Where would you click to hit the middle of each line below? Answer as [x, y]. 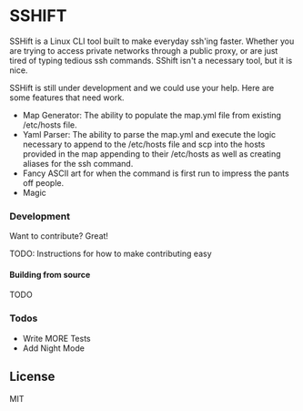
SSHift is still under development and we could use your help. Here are [142, 87]
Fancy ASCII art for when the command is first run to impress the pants [156, 173]
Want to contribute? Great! [59, 236]
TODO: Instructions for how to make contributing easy [111, 254]
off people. [43, 182]
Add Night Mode [53, 348]
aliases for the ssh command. [78, 163]
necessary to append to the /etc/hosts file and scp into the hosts [144, 144]
